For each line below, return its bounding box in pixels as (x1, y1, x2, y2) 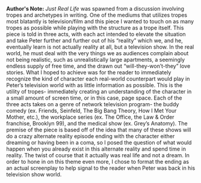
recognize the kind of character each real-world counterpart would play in (6, 75, 190, 82)
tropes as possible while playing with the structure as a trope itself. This (6, 24, 184, 31)
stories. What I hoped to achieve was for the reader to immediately (6, 69, 172, 76)
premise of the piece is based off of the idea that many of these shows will (6, 126, 191, 133)
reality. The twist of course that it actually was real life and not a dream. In (6, 152, 190, 158)
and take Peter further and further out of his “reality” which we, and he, (6, 37, 183, 44)
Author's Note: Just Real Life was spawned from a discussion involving (6, 5, 185, 12)
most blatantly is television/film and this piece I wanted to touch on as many (6, 18, 194, 25)
